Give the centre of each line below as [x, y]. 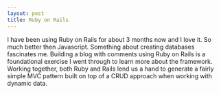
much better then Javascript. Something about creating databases [101, 47]
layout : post [26, 13]
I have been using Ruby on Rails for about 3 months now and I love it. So [109, 39]
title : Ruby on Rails [38, 20]
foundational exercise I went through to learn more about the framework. [110, 61]
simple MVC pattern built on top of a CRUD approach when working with [110, 75]
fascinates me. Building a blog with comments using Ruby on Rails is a [106, 54]
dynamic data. [27, 83]
